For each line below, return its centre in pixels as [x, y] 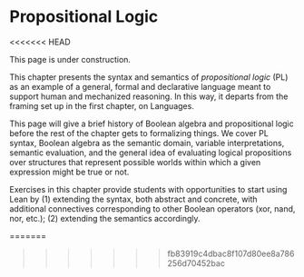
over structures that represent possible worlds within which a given [135, 162]
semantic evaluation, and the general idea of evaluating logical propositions [151, 153]
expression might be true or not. [69, 172]
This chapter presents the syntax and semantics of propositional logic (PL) [149, 77]
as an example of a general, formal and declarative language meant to [140, 86]
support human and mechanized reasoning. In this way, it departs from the [149, 96]
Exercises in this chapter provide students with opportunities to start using [148, 189]
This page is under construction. [70, 59]
